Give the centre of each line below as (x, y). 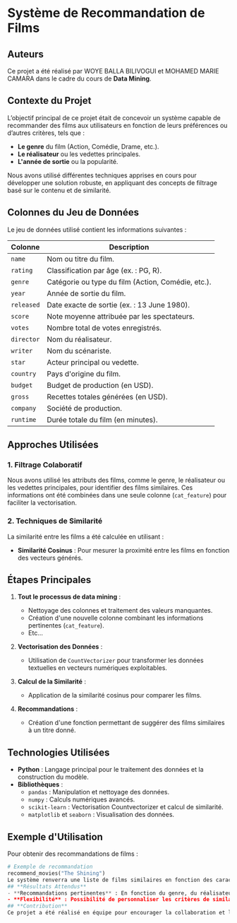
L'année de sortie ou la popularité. (68, 161)
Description (129, 247)
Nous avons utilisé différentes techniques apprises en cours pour (102, 175)
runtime (24, 419)
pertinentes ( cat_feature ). (66, 625)
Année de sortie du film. (86, 293)
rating (22, 270)
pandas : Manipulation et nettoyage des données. (99, 792)
